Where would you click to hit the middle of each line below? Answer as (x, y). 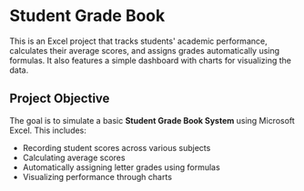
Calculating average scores (74, 157)
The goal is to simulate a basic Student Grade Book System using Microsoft (152, 120)
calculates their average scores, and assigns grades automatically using (145, 50)
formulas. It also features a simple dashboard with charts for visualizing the (151, 60)
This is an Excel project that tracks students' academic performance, (138, 41)
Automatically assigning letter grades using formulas (121, 167)
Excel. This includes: (48, 130)
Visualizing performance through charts (97, 176)
